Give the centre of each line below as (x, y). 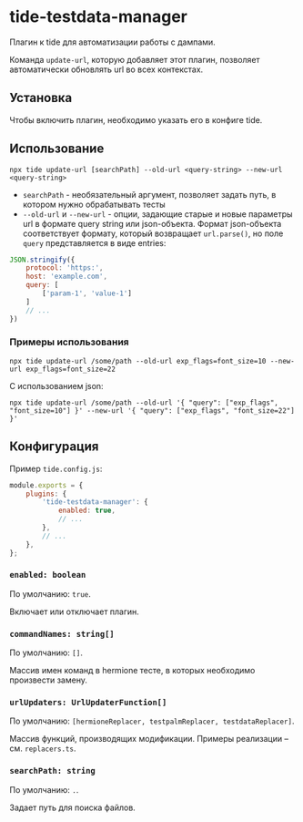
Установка (41, 98)
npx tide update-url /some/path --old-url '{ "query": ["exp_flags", (144, 403)
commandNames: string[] (62, 634)
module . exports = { (46, 485)
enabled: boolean (48, 575)
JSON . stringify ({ (42, 260)
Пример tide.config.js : (56, 468)
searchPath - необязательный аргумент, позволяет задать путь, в (149, 194)
